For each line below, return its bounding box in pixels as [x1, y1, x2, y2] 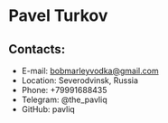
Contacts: [8, 42, 66, 57]
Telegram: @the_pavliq [21, 94, 107, 105]
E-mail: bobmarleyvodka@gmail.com [21, 65, 159, 76]
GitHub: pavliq [21, 104, 76, 114]
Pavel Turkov [8, 5, 108, 26]
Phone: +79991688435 [21, 85, 107, 95]
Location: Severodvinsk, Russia [21, 75, 139, 86]
